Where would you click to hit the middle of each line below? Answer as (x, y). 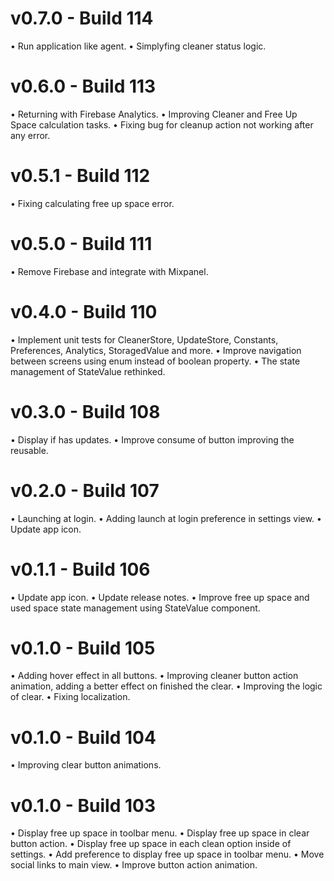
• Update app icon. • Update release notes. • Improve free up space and (160, 597)
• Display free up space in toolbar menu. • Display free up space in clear (160, 833)
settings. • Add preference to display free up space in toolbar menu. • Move (167, 854)
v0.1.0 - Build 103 (83, 805)
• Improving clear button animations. (86, 765)
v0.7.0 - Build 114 (82, 18)
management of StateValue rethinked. (88, 371)
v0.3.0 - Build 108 (85, 411)
